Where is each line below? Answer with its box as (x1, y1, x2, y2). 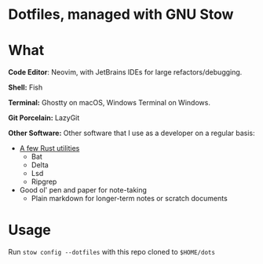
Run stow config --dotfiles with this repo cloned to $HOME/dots (8, 247, 216, 257)
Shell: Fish (8, 82, 43, 92)
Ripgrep (31, 177, 57, 186)
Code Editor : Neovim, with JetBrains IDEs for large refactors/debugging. (8, 68, 243, 77)
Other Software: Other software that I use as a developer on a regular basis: (8, 128, 255, 138)
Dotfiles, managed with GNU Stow (8, 5, 234, 24)
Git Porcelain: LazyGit (8, 113, 80, 123)
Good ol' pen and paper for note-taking (19, 185, 148, 195)
